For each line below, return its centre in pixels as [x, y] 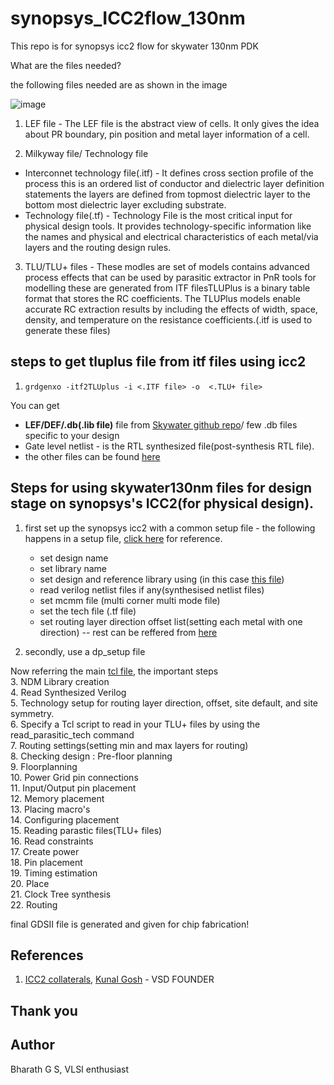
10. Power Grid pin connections [74, 777]
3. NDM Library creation [60, 681]
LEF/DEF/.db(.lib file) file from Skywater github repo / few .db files [161, 424]
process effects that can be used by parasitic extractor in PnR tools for [170, 277]
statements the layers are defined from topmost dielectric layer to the [167, 194]
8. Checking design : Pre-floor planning [91, 756]
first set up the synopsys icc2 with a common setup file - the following [170, 528]
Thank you [44, 1010]
